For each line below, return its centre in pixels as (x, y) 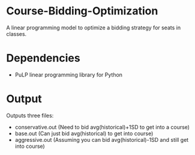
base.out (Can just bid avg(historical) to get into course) (84, 133)
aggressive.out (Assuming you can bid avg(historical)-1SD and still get (102, 139)
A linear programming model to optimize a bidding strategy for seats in (94, 28)
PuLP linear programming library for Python (69, 75)
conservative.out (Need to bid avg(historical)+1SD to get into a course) (102, 127)
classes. (16, 34)
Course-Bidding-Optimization (82, 11)
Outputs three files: (30, 116)
